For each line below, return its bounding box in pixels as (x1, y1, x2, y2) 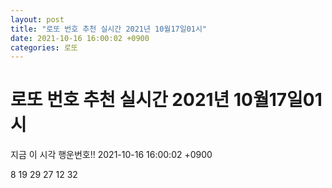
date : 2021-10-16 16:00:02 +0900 (10, 33, 150, 43)
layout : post (10, 14, 65, 25)
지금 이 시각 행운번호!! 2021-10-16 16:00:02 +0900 (10, 149, 213, 161)
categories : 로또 (10, 42, 78, 53)
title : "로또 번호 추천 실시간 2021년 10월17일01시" (10, 24, 208, 34)
